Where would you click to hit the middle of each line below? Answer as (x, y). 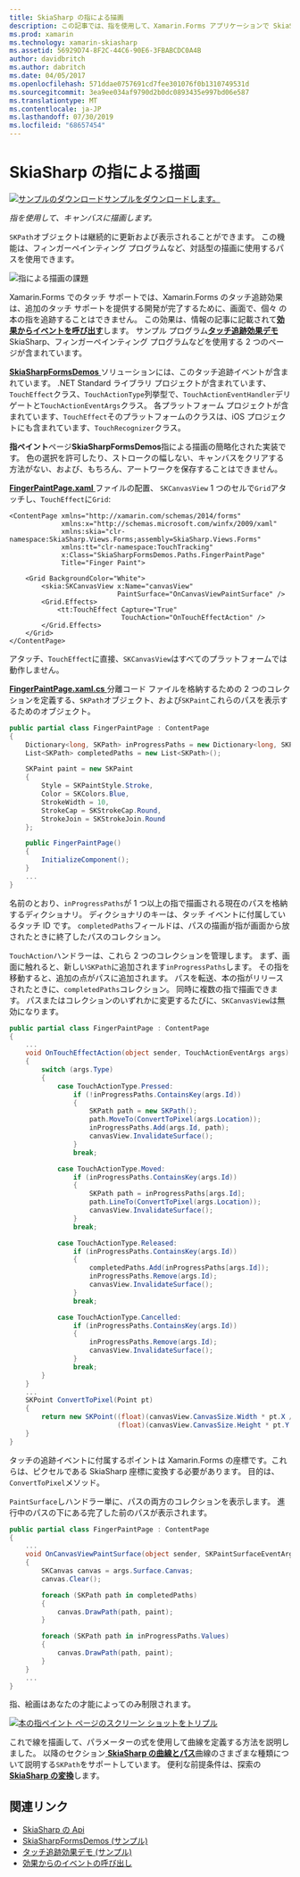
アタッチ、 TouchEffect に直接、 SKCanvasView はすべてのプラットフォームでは (148, 658)
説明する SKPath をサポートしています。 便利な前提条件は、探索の (143, 1764)
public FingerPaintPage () (74, 843)
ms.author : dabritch (48, 68)
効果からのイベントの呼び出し (77, 1864)
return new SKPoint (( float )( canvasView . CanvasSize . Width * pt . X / (167, 1417)
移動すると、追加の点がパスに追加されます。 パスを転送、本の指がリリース (146, 978)
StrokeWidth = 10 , (75, 802)
